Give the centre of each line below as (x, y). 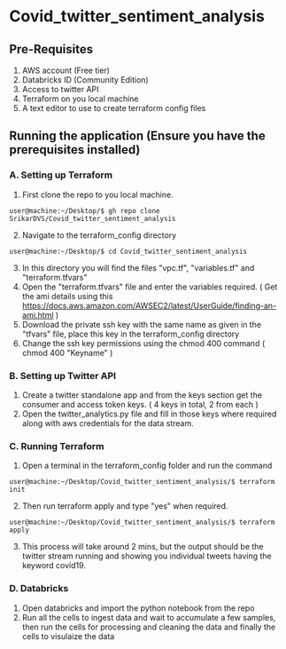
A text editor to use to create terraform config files (114, 108)
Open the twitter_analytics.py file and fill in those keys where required (149, 414)
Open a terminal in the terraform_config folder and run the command (147, 466)
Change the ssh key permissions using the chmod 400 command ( (143, 343)
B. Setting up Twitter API (63, 376)
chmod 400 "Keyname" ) (67, 352)
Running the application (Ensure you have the (137, 136)
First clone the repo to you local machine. (98, 194)
